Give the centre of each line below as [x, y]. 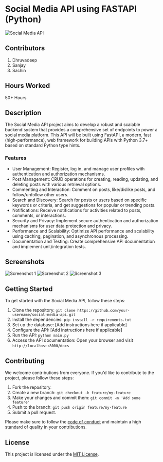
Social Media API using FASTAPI [71, 9]
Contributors [25, 48]
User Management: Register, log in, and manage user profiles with [78, 168]
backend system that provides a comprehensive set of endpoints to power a [81, 130]
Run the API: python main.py [40, 335]
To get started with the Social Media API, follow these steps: [65, 301]
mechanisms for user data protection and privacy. [62, 226]
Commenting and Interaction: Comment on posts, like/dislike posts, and [84, 189]
